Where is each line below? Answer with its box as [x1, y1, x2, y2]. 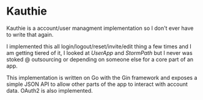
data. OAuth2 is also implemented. [6, 87, 93, 94]
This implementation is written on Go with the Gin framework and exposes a [6, 74, 197, 81]
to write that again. [6, 30, 54, 38]
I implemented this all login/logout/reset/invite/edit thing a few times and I [6, 43, 191, 50]
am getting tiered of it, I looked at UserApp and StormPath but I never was [6, 49, 193, 56]
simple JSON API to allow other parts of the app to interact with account [6, 80, 188, 88]
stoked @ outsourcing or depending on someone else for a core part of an [6, 55, 194, 63]
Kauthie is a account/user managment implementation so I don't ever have [6, 24, 194, 32]
